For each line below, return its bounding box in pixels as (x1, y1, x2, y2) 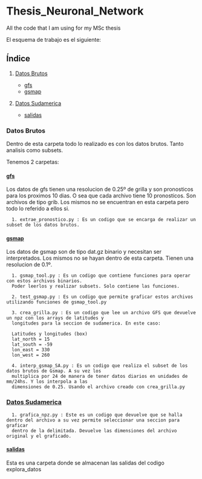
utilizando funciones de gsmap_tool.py (6, 299, 107, 305)
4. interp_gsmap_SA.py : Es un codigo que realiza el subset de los (11, 363, 188, 369)
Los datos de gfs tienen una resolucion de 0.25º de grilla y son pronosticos (6, 186, 194, 193)
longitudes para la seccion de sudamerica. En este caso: (11, 320, 161, 326)
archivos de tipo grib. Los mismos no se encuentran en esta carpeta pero (6, 199, 189, 206)
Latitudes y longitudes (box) (11, 331, 88, 337)
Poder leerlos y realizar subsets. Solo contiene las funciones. (11, 283, 180, 289)
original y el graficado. (6, 433, 71, 439)
